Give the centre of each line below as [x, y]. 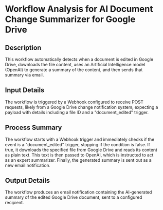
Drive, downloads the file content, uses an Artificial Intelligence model [75, 65]
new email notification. [28, 165]
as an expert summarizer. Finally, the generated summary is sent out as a [78, 160]
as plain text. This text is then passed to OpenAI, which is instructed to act [79, 155]
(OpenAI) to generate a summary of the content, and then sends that [74, 70]
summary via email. [25, 75]
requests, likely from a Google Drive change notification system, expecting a [81, 107]
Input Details [25, 90]
